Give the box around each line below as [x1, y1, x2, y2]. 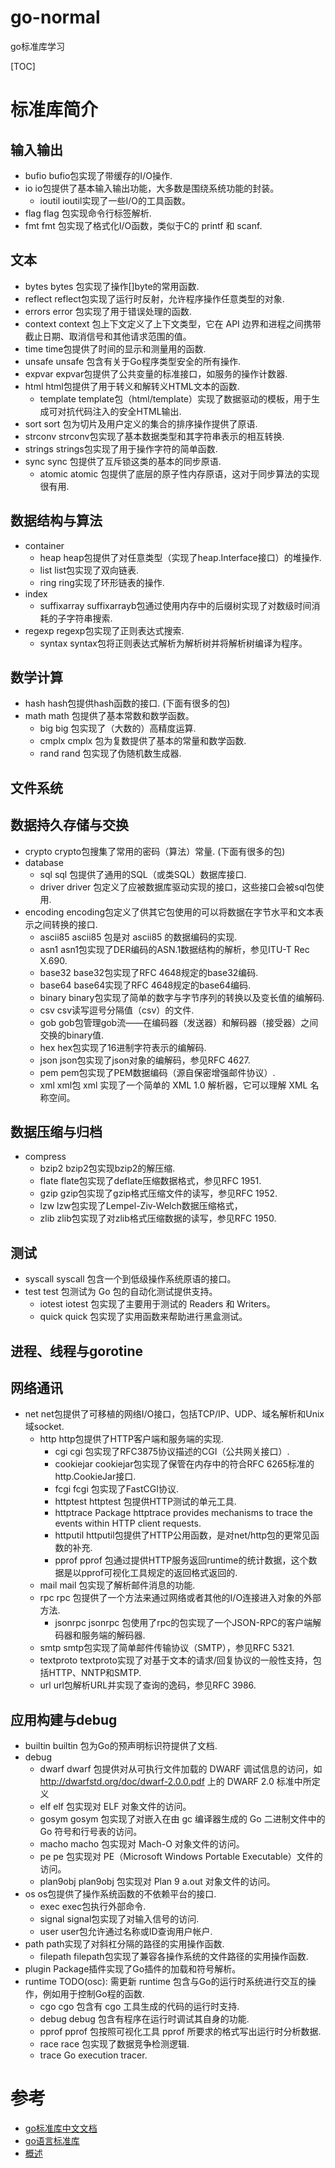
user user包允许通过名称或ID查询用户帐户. [39, 1926, 213, 1938]
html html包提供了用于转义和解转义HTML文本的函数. [24, 380, 240, 392]
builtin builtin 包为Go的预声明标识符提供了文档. [24, 1740, 218, 1752]
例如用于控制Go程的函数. [42, 1988, 145, 2000]
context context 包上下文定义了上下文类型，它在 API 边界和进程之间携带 [24, 317, 322, 330]
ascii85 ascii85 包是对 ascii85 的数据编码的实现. [39, 931, 238, 943]
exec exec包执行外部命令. [39, 1901, 147, 1913]
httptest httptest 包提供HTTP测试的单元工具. [54, 1496, 237, 1508]
